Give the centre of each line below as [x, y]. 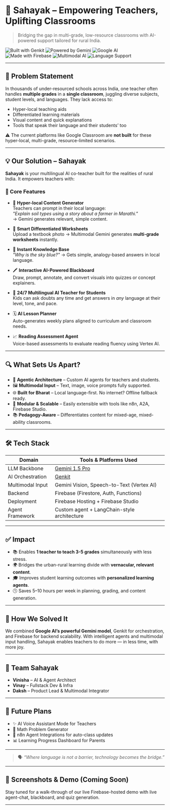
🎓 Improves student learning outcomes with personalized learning [83, 578]
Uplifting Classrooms [51, 21]
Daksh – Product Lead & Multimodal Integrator [61, 691]
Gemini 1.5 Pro [73, 469]
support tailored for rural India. [69, 40]
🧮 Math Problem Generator [40, 729]
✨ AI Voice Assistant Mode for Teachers [54, 723]
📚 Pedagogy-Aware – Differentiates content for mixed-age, [75, 415]
